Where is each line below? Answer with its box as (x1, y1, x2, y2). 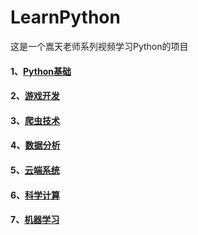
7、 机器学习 (10, 214, 60, 226)
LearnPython (10, 6, 121, 29)
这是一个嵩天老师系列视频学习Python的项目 (10, 40, 189, 52)
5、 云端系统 (10, 164, 60, 176)
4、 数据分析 (10, 139, 61, 151)
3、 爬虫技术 (10, 114, 61, 126)
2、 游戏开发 (10, 90, 60, 102)
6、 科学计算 (10, 189, 61, 201)
